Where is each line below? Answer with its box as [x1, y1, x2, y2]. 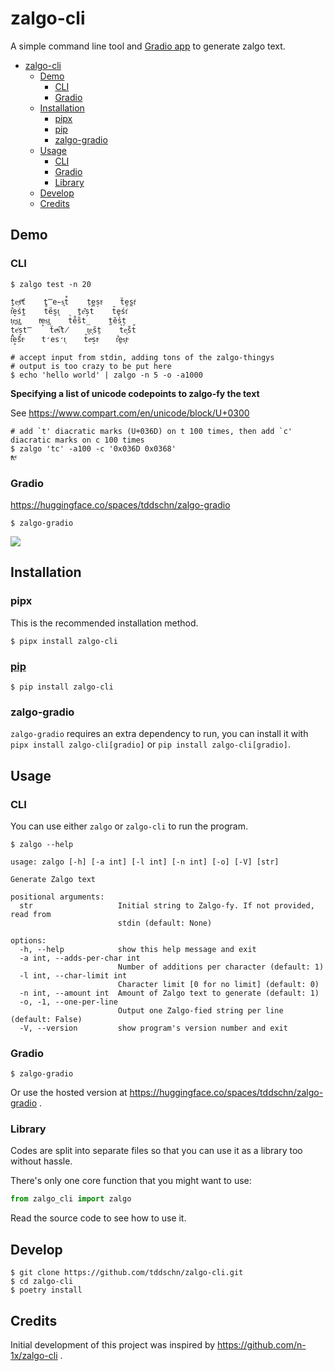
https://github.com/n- [217, 1338, 307, 1351]
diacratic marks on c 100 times [10, 435, 145, 445]
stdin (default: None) [117, 918, 213, 928]
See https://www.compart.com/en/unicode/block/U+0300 [10, 407, 250, 419]
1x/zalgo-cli [10, 1349, 58, 1361]
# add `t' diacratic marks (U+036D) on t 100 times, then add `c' [10, 426, 293, 436]
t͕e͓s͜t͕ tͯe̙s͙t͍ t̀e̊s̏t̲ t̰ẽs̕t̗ [10, 315, 127, 326]
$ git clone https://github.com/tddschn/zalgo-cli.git [10, 1268, 244, 1278]
